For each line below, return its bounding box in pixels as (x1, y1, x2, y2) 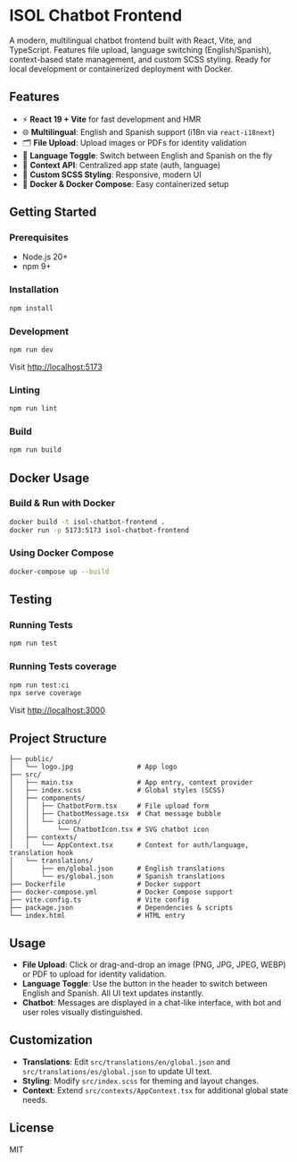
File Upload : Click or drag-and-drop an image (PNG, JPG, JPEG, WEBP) (21, 959, 287, 970)
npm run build (9, 445, 62, 454)
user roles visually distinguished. (21, 1006, 143, 1017)
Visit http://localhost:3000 (9, 705, 105, 716)
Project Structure (9, 731, 107, 746)
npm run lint (9, 404, 58, 413)
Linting (9, 384, 40, 396)
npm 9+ (21, 261, 52, 272)
